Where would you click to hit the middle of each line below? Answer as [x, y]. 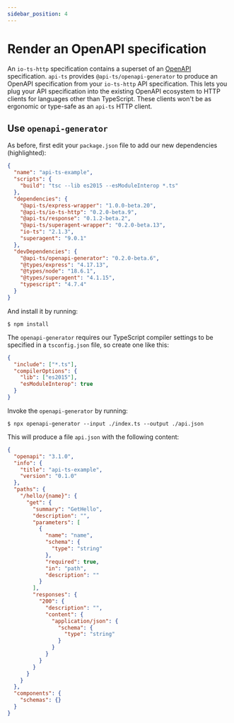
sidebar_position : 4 [38, 14]
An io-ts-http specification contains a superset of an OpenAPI [99, 69]
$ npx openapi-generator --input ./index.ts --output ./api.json [105, 423]
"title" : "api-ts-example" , [61, 469]
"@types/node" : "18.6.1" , [58, 271]
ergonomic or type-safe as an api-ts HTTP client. [80, 106]
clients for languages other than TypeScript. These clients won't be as [110, 98]
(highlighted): [27, 153]
